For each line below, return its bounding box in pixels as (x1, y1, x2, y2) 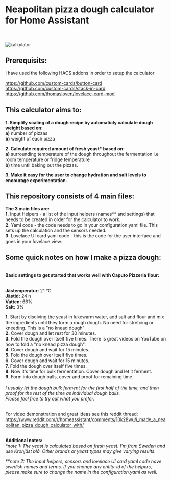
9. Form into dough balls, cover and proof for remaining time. (5, 374, 134, 380)
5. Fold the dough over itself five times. (5, 352, 88, 358)
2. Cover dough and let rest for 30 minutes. (5, 330, 96, 336)
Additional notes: (5, 437, 43, 444)
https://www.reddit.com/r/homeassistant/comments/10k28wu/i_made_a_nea (5, 416, 166, 423)
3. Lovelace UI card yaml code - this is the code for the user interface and (5, 233, 161, 239)
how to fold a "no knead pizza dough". (5, 341, 86, 347)
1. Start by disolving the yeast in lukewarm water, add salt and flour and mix (5, 314, 164, 320)
